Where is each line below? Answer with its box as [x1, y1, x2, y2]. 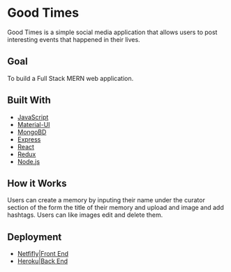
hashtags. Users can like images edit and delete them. [7, 211, 163, 219]
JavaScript [17, 113, 49, 121]
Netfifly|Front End [17, 250, 68, 258]
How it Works [7, 177, 67, 189]
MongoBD [17, 128, 47, 136]
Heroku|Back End [17, 257, 68, 266]
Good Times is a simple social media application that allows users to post [7, 28, 218, 36]
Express [17, 135, 41, 144]
